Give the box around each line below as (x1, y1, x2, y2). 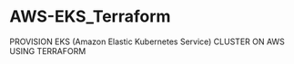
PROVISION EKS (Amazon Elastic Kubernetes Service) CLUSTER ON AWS (9, 36, 285, 47)
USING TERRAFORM (9, 45, 86, 56)
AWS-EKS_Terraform (9, 6, 171, 27)
